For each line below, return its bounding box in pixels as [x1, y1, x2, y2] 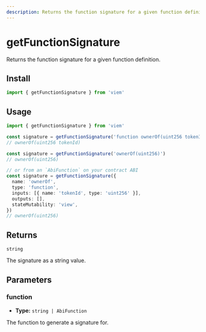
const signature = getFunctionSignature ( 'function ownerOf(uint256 [6, 134, 183, 140]
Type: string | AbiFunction [15, 307, 87, 314]
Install [6, 73, 31, 83]
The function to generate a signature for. [6, 319, 109, 326]
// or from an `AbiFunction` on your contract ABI [6, 167, 139, 173]
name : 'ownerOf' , [12, 179, 56, 185]
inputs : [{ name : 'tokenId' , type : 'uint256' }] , [12, 190, 141, 196]
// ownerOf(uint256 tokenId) [6, 139, 81, 146]
